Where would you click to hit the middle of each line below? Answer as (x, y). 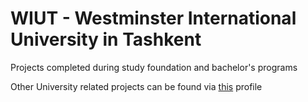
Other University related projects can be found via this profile (136, 86)
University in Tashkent (106, 39)
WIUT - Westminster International (153, 18)
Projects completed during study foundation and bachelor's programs (154, 67)
